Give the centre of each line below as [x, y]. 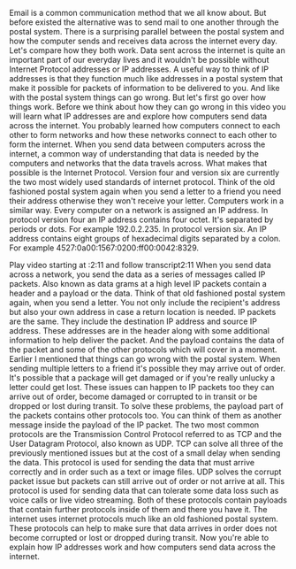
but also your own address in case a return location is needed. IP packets [143, 312]
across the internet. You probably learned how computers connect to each [145, 126]
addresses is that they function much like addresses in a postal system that [146, 78]
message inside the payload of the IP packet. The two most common [134, 425]
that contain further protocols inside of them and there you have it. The [138, 509]
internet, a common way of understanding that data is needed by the [134, 154]
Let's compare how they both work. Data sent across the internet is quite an [147, 50]
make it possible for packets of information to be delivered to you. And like [144, 88]
